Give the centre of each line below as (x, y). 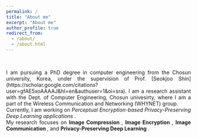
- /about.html (28, 45)
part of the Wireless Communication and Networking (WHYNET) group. (92, 103)
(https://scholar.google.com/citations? (52, 85)
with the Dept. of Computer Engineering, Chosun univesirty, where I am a (98, 97)
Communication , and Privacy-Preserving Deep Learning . (78, 128)
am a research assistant (161, 91)
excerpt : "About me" (31, 22)
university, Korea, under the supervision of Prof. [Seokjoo (89, 78)
